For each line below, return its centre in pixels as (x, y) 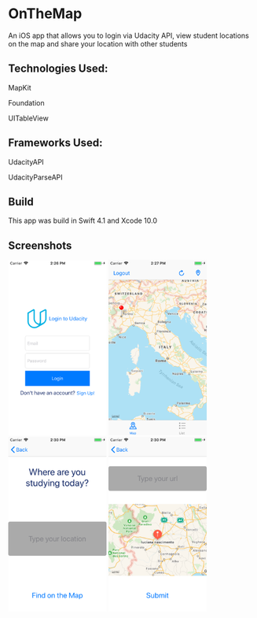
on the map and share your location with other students (98, 43)
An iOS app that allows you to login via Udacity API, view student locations (129, 35)
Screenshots (40, 245)
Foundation (26, 102)
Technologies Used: (58, 69)
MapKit (20, 87)
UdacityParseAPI (35, 177)
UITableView (28, 118)
